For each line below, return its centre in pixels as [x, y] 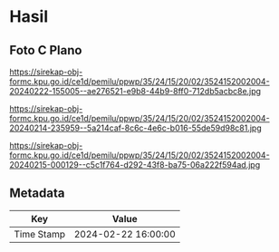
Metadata [37, 194]
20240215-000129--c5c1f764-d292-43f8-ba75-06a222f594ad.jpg [135, 165]
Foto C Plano [46, 50]
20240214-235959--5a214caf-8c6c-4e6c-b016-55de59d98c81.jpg [136, 128]
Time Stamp [40, 234]
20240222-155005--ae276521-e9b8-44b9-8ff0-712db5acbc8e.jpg [135, 91]
